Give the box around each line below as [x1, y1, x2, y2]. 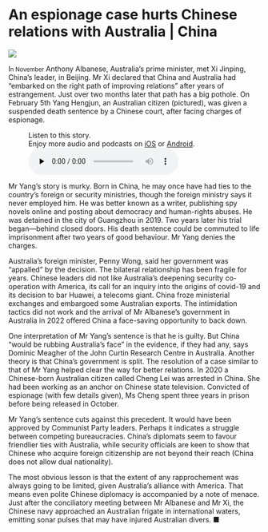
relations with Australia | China [8, 22, 218, 41]
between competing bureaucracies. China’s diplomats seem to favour [8, 431, 238, 441]
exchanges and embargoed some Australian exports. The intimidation [8, 298, 238, 308]
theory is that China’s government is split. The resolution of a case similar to [8, 356, 258, 366]
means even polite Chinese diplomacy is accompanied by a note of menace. [8, 489, 260, 498]
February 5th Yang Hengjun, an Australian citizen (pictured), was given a [8, 97, 248, 107]
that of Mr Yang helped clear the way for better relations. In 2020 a [8, 365, 229, 375]
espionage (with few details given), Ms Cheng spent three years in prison [8, 390, 250, 400]
